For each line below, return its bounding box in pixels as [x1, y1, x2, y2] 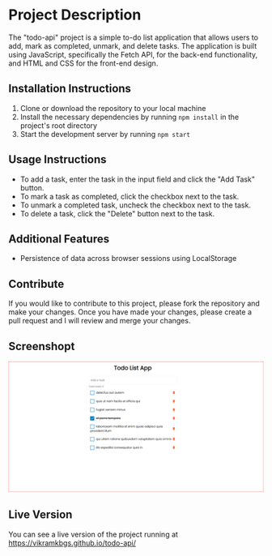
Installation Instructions [8, 82, 132, 96]
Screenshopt [8, 339, 75, 353]
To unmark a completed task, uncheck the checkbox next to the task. [19, 200, 251, 210]
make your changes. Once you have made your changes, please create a [8, 307, 253, 317]
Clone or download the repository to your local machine [19, 103, 206, 113]
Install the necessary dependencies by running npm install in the [19, 112, 240, 122]
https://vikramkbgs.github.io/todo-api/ [8, 537, 136, 548]
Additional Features [8, 232, 110, 246]
